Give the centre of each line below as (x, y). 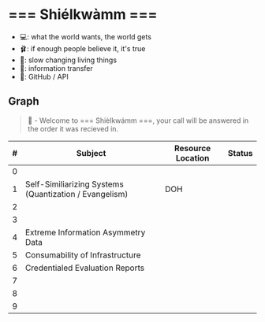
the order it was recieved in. (73, 128)
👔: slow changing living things (68, 60)
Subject (91, 153)
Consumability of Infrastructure (83, 255)
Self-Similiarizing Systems (74, 184)
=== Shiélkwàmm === (83, 15)
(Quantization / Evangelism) (77, 194)
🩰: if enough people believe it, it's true (82, 48)
